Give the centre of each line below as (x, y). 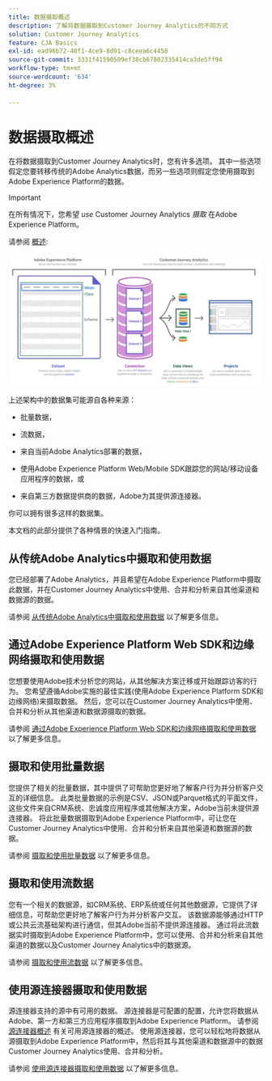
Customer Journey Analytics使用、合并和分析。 (88, 1051)
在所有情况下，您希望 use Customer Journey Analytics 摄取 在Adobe (123, 214)
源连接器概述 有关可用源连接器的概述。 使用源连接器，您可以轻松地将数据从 (134, 1031)
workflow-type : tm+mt (45, 69)
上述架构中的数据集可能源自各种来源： (72, 400)
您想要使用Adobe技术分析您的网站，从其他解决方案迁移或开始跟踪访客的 (130, 680)
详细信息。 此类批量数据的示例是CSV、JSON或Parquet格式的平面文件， (142, 798)
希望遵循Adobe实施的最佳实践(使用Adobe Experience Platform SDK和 (147, 691)
